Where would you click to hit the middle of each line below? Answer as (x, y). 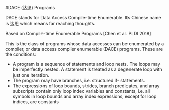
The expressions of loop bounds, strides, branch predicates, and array (86, 86)
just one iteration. (31, 75)
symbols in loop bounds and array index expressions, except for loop (85, 96)
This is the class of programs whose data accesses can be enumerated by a (85, 44)
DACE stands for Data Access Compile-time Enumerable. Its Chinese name (83, 17)
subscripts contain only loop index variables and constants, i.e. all (81, 91)
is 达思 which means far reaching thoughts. (50, 24)
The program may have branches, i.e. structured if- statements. (79, 80)
